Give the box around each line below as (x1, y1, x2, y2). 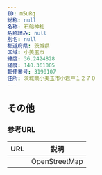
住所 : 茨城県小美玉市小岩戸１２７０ (7, 74, 96, 82)
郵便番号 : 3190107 (7, 68, 57, 75)
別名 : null (7, 36, 37, 43)
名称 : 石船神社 (7, 23, 45, 30)
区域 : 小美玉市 (7, 49, 45, 56)
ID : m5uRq (7, 10, 36, 17)
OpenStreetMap (31, 157, 83, 167)
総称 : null (7, 17, 37, 24)
